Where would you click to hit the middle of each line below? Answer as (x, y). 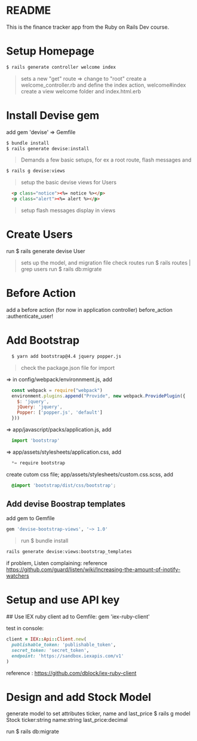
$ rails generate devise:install (48, 148)
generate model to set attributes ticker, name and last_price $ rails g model (98, 713)
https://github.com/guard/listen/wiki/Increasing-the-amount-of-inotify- (93, 570)
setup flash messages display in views (68, 211)
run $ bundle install (44, 541)
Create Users (39, 235)
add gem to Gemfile (30, 518)
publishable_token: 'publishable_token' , (64, 645)
